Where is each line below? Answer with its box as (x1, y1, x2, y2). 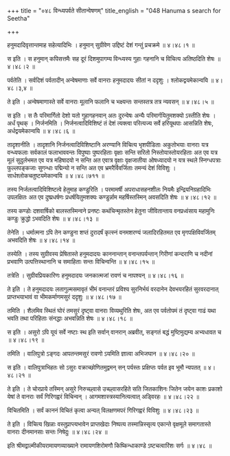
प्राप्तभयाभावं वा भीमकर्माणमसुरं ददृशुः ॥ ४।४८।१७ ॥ (7, 293, 122, 301)
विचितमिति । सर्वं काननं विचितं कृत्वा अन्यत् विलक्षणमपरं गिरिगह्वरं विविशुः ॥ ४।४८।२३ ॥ (7, 406, 199, 414)
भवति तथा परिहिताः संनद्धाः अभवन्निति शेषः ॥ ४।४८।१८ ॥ (7, 314, 133, 323)
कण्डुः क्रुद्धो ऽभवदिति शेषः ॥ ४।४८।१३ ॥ (7, 215, 99, 223)
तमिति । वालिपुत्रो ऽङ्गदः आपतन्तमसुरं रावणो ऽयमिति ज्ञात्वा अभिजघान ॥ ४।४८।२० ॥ (7, 349, 195, 358)
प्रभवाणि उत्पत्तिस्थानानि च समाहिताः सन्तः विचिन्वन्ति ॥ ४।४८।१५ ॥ (7, 258, 155, 265)
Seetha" (7, 14, 30, 22)
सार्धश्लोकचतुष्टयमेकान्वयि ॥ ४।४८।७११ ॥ (7, 172, 105, 180)
